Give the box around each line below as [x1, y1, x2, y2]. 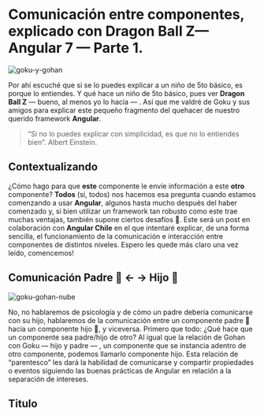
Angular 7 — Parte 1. [8, 39, 143, 57]
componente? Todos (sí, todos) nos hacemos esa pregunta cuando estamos [8, 189, 256, 199]
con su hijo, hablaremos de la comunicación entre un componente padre [8, 315, 244, 325]
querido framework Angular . [8, 113, 102, 123]
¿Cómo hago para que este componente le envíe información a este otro [8, 181, 245, 191]
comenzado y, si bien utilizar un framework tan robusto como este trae [8, 206, 238, 216]
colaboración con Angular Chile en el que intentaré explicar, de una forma [8, 223, 250, 232]
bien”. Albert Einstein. [27, 137, 98, 147]
